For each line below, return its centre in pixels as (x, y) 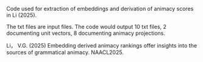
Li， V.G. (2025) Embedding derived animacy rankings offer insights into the (101, 45)
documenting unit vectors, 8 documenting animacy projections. (86, 33)
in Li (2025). (22, 15)
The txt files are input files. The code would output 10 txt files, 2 (86, 27)
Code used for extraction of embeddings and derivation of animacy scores (100, 9)
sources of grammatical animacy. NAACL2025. (65, 52)
